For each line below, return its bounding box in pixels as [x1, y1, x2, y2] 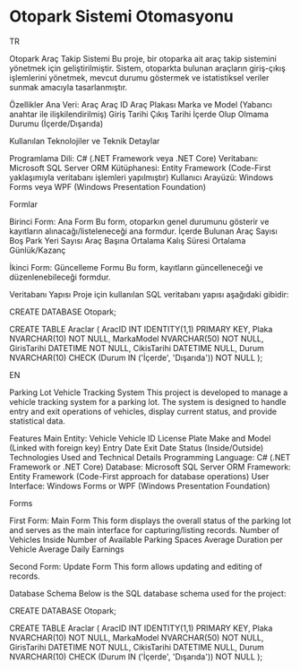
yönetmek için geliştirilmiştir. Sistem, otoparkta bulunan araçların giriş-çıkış [9, 63, 287, 73]
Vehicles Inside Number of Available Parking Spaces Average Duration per [9, 534, 284, 545]
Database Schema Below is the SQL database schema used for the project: [9, 588, 287, 598]
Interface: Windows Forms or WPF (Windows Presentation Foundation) [9, 480, 270, 491]
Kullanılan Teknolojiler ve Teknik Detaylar [9, 135, 160, 146]
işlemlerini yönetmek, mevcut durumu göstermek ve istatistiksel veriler [9, 72, 270, 82]
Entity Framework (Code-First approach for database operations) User [9, 470, 270, 481]
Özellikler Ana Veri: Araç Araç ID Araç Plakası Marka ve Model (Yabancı [9, 99, 273, 109]
